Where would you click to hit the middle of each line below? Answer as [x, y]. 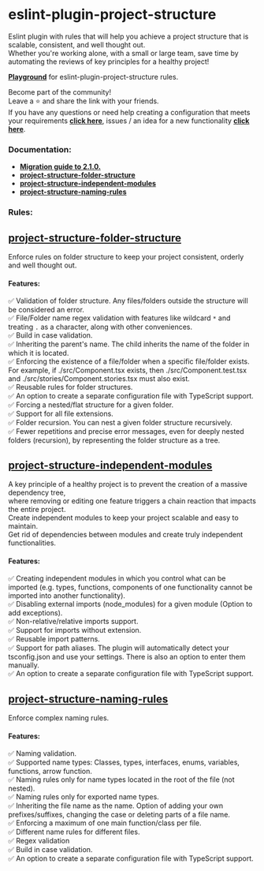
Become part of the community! [60, 92]
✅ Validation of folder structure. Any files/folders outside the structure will [128, 301]
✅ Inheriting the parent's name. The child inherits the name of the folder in [129, 344]
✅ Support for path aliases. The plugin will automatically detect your [119, 648]
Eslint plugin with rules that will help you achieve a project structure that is [128, 36]
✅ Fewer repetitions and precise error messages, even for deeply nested [126, 432]
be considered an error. [46, 310]
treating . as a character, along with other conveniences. [100, 327]
